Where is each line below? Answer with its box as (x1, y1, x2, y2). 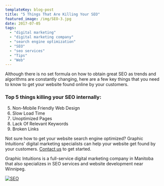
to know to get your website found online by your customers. (5, 82, 129, 88)
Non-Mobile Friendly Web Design (12, 105, 80, 111)
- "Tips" (9, 53, 28, 58)
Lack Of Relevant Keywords (12, 121, 68, 126)
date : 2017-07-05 (5, 21, 41, 26)
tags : (5, 26, 16, 31)
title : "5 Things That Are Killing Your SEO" (5, 12, 100, 17)
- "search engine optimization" (9, 39, 76, 44)
